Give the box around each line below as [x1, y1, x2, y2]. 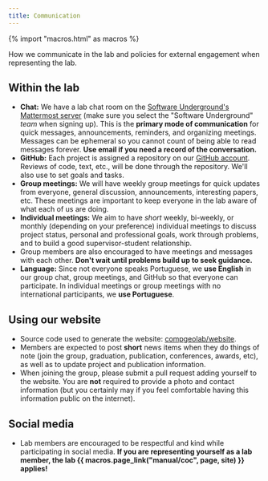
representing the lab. [8, 58, 78, 67]
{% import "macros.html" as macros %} [8, 34, 140, 43]
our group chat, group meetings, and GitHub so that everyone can [19, 273, 238, 282]
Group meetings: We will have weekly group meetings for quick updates [19, 179, 261, 188]
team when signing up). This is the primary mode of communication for [19, 119, 259, 129]
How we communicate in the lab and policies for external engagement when [8, 49, 260, 59]
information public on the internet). [19, 394, 136, 403]
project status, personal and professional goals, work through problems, [19, 230, 259, 240]
